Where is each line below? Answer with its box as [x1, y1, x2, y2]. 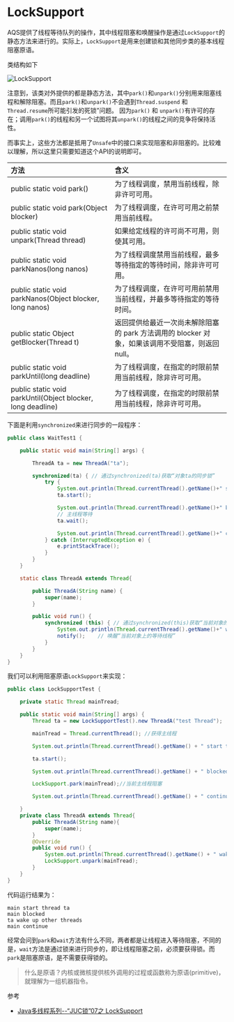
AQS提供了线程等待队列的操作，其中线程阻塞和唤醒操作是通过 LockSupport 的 [7, 28, 225, 36]
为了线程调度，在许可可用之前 [114, 202, 212, 212]
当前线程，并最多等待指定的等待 [114, 294, 219, 303]
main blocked [7, 910, 45, 917]
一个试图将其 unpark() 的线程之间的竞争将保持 [80, 114, 210, 123]
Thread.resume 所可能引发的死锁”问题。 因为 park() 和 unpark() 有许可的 [7, 106, 210, 114]
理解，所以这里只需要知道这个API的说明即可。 [13, 147, 146, 156]
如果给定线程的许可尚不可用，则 [114, 226, 219, 236]
